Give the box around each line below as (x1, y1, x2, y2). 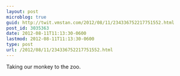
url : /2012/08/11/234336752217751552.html (6, 47, 113, 53)
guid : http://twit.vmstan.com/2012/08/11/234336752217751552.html (6, 19, 175, 25)
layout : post (6, 8, 39, 15)
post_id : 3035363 (6, 25, 49, 31)
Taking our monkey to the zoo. (6, 63, 81, 70)
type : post (6, 42, 33, 48)
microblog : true (6, 14, 46, 20)
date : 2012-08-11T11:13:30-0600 (6, 31, 86, 37)
